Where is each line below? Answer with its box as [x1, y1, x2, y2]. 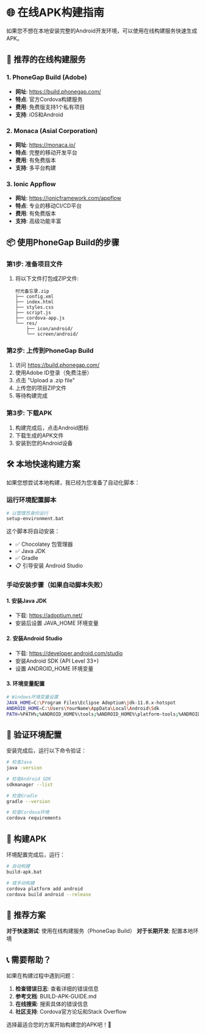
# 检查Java [6, 759, 32, 766]
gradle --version [6, 798, 51, 804]
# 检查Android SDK [6, 775, 51, 782]
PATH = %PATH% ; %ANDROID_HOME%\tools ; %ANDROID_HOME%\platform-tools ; [6, 711, 179, 717]
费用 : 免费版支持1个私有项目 [15, 103, 85, 110]
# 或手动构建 [6, 880, 35, 886]
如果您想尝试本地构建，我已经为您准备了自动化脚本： [6, 479, 140, 486]
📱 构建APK [6, 834, 47, 844]
